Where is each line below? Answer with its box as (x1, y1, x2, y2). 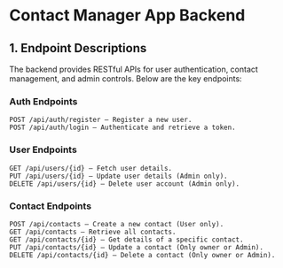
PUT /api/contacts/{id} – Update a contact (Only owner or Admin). (9, 242, 264, 252)
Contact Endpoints (9, 200, 91, 212)
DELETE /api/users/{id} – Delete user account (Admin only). (9, 179, 240, 188)
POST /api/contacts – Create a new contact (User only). (9, 219, 224, 228)
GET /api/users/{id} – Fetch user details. (9, 164, 173, 172)
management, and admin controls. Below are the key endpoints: (9, 73, 242, 84)
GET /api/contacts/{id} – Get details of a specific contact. (9, 235, 244, 244)
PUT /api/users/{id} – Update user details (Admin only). (9, 172, 228, 180)
